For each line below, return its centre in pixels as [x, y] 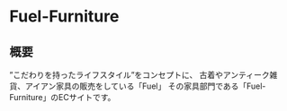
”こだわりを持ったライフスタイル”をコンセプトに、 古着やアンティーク [139, 75]
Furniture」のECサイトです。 [63, 97]
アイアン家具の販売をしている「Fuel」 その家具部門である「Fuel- [145, 86]
